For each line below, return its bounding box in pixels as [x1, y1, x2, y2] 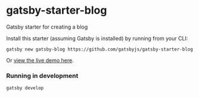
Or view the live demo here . [6, 57, 74, 64]
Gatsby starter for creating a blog [6, 23, 88, 30]
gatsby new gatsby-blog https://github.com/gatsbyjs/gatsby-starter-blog [6, 46, 194, 52]
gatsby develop [6, 85, 44, 91]
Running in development [6, 71, 79, 80]
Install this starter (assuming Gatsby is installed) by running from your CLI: [6, 35, 188, 42]
